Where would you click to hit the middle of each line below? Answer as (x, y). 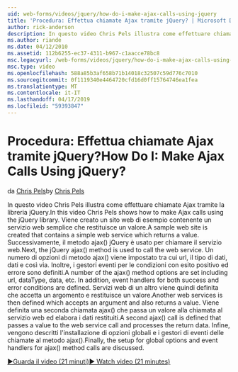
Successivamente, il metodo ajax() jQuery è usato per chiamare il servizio (114, 242)
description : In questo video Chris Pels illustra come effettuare (109, 34)
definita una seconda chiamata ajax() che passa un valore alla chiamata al (115, 310)
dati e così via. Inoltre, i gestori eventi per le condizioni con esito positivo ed (118, 265)
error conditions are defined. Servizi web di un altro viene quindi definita (113, 287)
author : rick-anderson (41, 27)
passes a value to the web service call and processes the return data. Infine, (119, 325)
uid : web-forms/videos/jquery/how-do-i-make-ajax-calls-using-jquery (112, 14)
